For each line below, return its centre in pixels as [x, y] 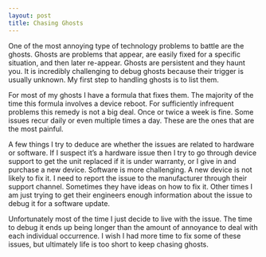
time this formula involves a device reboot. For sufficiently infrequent [121, 103]
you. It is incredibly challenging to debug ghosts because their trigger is [126, 71]
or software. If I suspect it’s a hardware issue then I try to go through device [133, 153]
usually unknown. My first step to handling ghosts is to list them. [113, 80]
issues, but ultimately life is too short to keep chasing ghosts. [108, 244]
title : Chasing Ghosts [46, 23]
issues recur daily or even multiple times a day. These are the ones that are [131, 120]
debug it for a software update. [59, 203]
